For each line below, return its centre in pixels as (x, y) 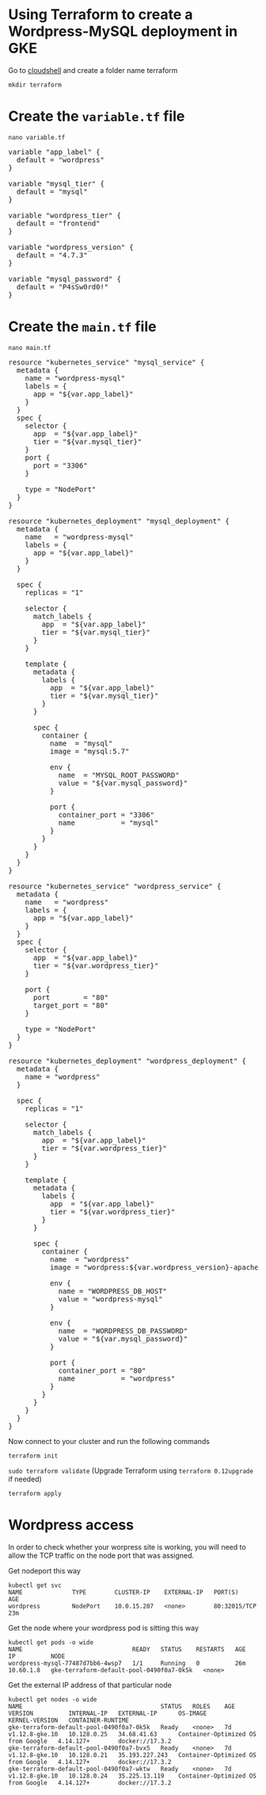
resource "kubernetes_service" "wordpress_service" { (115, 886)
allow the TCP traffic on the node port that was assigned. (101, 1555)
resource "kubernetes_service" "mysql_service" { (106, 362)
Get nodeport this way (45, 1570)
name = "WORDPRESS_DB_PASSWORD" (123, 1331)
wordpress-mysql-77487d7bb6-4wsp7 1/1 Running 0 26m (127, 1663)
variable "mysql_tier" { (56, 183)
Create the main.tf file (82, 327)
